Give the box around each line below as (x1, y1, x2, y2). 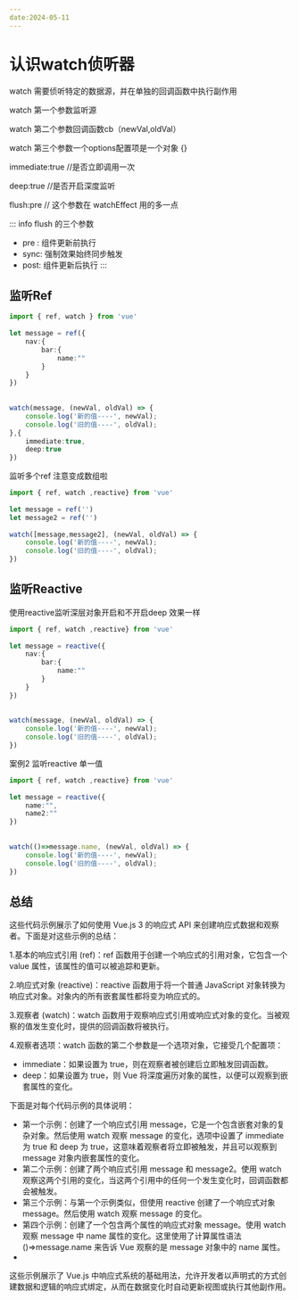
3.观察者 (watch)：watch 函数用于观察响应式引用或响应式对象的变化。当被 (9, 1010, 283, 1021)
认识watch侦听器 (9, 54, 135, 74)
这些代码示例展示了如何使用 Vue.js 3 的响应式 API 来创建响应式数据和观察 (9, 920, 279, 931)
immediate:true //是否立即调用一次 (9, 161, 136, 172)
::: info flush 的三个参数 (9, 218, 95, 228)
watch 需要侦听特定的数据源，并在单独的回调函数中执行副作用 (9, 86, 237, 96)
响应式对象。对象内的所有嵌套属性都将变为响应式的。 (9, 991, 205, 1002)
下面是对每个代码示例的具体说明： (9, 1100, 135, 1111)
